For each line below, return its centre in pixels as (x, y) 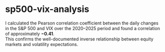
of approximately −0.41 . (30, 33)
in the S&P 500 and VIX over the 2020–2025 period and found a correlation (82, 28)
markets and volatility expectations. (42, 44)
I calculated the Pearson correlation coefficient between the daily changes (82, 23)
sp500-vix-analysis (47, 9)
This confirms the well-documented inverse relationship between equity (79, 39)
